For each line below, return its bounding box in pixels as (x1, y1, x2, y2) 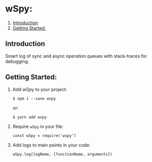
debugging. (5, 58, 29, 64)
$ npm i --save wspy (12, 96, 56, 101)
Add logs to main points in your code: (12, 142, 91, 148)
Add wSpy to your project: (12, 86, 67, 92)
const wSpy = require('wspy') (12, 133, 77, 138)
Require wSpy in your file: (12, 123, 64, 129)
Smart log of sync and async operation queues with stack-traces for (5, 53, 147, 59)
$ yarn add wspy (12, 114, 47, 120)
